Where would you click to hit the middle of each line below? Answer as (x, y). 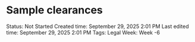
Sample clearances (54, 10)
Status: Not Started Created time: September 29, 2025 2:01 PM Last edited (97, 26)
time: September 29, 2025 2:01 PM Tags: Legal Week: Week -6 (83, 32)
